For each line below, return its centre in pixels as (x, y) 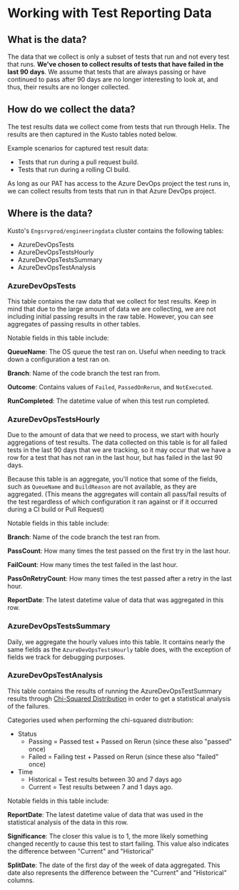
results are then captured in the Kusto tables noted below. (92, 134)
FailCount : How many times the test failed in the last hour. (93, 565)
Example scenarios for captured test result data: (78, 148)
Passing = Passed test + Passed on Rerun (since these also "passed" (130, 741)
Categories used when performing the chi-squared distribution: (101, 720)
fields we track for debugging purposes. (67, 657)
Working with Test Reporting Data (110, 13)
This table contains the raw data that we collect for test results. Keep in (112, 301)
